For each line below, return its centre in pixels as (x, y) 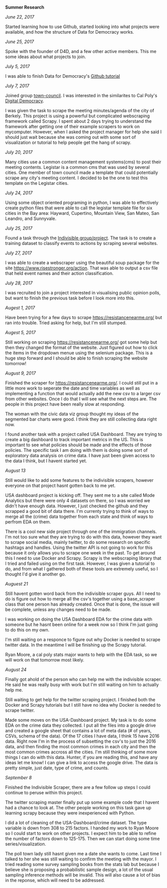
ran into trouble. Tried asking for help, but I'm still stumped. (66, 323)
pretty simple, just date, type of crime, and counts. (57, 768)
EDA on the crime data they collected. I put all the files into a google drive (81, 725)
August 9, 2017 (21, 373)
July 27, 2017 (19, 253)
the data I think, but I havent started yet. (46, 461)
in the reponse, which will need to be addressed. (55, 880)
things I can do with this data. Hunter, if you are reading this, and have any (82, 757)
